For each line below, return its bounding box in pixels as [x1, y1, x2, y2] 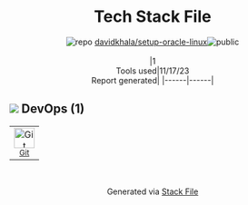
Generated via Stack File [106, 186, 199, 197]
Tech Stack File [94, 6, 212, 27]
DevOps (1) [21, 102, 84, 117]
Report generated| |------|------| [91, 74, 214, 85]
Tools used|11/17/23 [115, 65, 190, 76]
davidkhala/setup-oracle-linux [94, 36, 207, 47]
